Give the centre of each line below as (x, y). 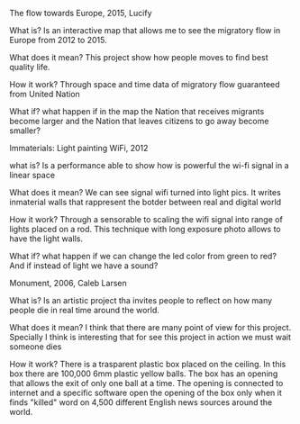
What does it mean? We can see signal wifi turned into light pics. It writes (145, 192)
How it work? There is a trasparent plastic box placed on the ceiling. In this (148, 364)
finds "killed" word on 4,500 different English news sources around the (141, 402)
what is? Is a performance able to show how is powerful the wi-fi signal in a (150, 165)
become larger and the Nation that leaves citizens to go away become (139, 121)
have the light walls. (46, 239)
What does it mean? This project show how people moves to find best (139, 57)
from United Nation (45, 94)
